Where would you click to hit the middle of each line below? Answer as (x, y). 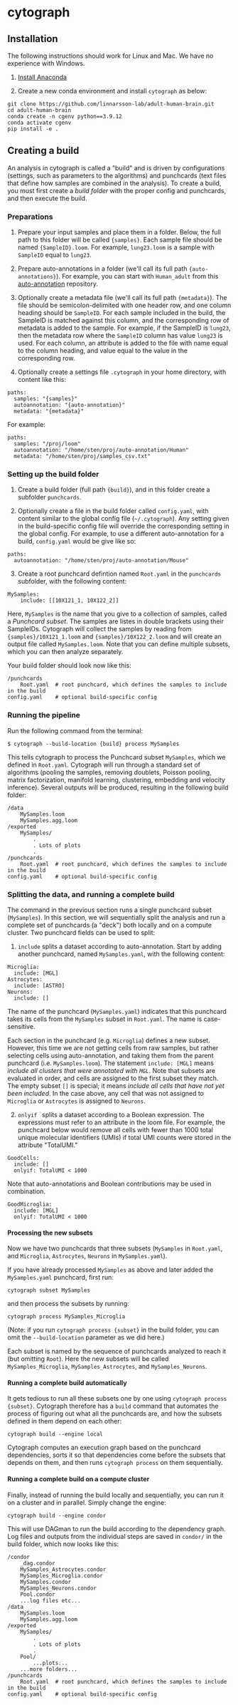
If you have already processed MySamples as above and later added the (110, 1270)
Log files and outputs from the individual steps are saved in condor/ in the (115, 1536)
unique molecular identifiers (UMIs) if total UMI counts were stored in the (124, 1137)
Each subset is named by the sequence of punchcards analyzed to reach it (117, 1352)
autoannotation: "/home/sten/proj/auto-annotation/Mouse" (102, 561)
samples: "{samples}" (46, 399)
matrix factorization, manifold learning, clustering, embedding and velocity (117, 779)
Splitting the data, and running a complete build (91, 894)
